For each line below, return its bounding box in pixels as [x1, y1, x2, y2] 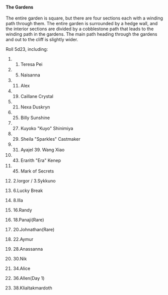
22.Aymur [13, 236, 34, 242]
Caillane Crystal [20, 93, 53, 100]
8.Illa [13, 198, 23, 204]
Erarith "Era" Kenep [20, 157, 61, 163]
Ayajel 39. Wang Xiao [20, 147, 65, 153]
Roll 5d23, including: [6, 46, 48, 52]
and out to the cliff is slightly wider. [6, 37, 78, 43]
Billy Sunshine [20, 115, 50, 121]
